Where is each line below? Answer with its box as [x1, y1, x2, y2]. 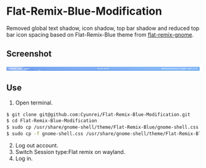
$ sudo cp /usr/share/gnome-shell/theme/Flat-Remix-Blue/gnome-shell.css [6, 124, 199, 131]
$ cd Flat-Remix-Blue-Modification [6, 118, 97, 124]
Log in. [15, 155, 33, 163]
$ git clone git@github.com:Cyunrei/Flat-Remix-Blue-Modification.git [6, 111, 191, 117]
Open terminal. [15, 99, 53, 106]
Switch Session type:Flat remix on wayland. [15, 148, 126, 156]
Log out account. [15, 142, 59, 149]
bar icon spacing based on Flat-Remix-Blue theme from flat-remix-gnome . [6, 31, 194, 38]
